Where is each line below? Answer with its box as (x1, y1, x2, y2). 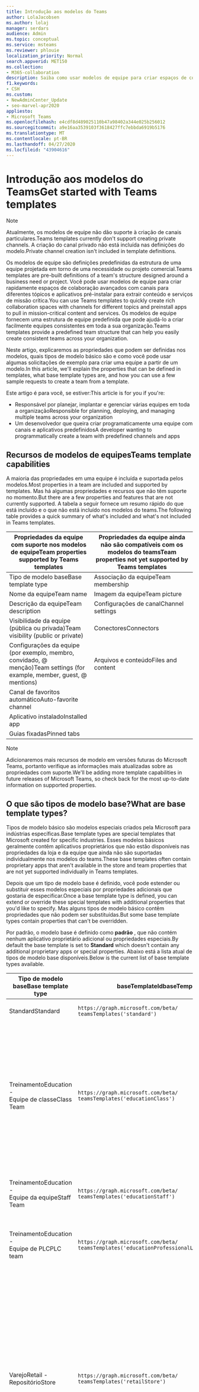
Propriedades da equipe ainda (98, 533, 185, 541)
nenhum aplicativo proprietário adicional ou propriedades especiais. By (6, 935, 179, 942)
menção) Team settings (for (9, 664, 85, 672)
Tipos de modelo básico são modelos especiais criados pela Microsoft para (6, 824, 191, 831)
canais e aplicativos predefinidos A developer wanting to (14, 426, 152, 434)
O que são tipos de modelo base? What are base (6, 798, 186, 809)
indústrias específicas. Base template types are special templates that (6, 830, 176, 838)
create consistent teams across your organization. (6, 335, 129, 342)
